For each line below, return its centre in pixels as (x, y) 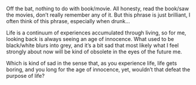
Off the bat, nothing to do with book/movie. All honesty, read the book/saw (97, 9)
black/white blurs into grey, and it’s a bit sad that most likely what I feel (93, 45)
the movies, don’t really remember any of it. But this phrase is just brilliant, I (98, 15)
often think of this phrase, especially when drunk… (68, 21)
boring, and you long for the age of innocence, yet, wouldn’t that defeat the (98, 70)
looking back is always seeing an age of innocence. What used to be (90, 39)
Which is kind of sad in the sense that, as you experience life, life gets (91, 63)
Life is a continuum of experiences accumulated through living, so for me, (96, 33)
